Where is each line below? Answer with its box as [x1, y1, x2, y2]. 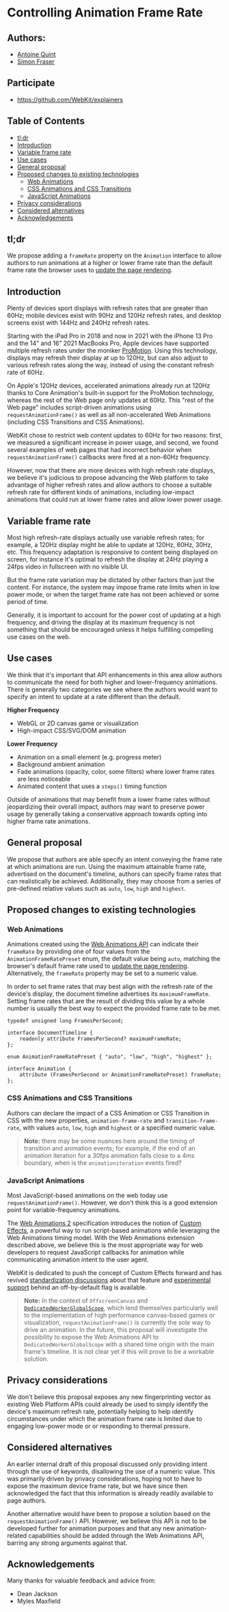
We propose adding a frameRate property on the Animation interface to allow [7, 251, 222, 260]
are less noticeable [16, 774, 70, 783]
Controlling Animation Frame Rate [7, 5, 203, 21]
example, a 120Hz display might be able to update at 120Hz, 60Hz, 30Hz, [7, 541, 213, 549]
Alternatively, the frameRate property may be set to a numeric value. [7, 969, 198, 977]
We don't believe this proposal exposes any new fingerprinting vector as [7, 1392, 211, 1401]
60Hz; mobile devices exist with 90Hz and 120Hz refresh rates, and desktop [7, 312, 222, 320]
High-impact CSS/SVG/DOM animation [16, 726, 126, 734]
